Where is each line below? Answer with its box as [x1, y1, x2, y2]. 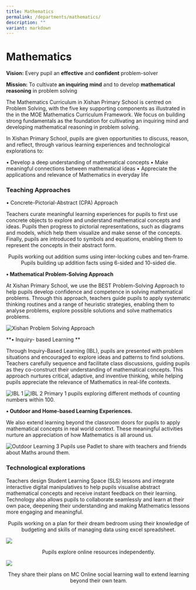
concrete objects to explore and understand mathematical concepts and [6, 217, 181, 224]
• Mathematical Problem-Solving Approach [6, 271, 114, 278]
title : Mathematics [6, 8, 54, 15]
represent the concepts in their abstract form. [6, 242, 116, 249]
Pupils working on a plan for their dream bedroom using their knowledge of [8, 520, 190, 527]
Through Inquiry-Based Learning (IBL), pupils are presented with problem [6, 348, 184, 355]
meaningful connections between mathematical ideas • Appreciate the [6, 165, 177, 172]
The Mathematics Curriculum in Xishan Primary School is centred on [6, 99, 172, 106]
